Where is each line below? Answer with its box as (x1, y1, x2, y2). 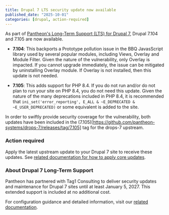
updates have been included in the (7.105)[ (5, 119, 93, 125)
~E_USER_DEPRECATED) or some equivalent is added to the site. (12, 104, 139, 110)
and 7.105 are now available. (5, 36, 64, 42)
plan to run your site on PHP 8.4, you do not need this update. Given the (12, 88, 162, 94)
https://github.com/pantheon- (93, 119, 155, 125)
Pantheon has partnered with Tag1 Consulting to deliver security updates (5, 178, 157, 184)
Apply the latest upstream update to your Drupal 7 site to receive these (5, 149, 152, 155)
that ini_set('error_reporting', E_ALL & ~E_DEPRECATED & (12, 99, 135, 105)
